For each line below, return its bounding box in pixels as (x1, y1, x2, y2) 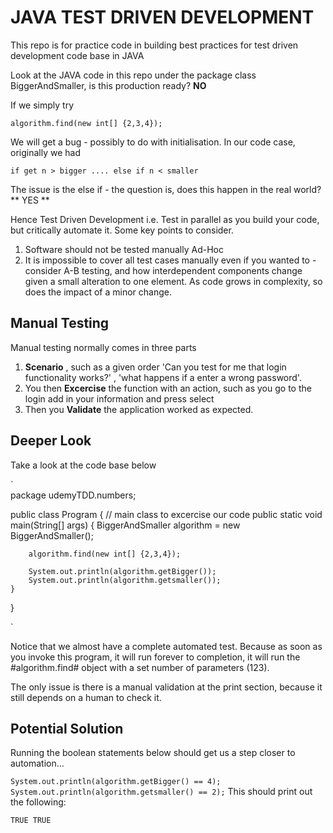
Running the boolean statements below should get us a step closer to (10, 747, 296, 759)
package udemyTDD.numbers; (10, 489, 137, 501)
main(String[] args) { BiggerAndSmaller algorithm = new (10, 519, 241, 531)
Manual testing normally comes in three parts (10, 341, 197, 353)
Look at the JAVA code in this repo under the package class (10, 69, 257, 81)
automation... (10, 757, 65, 770)
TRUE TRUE (10, 816, 52, 826)
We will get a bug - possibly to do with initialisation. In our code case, (10, 136, 296, 148)
